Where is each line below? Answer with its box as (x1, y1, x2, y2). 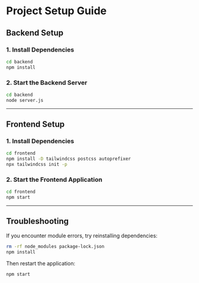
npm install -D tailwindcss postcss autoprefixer (6, 156, 131, 162)
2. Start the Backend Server (6, 78, 88, 86)
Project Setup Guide (6, 4, 107, 18)
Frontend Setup (6, 120, 65, 130)
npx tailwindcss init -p (6, 162, 68, 168)
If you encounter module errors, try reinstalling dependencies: (6, 232, 158, 239)
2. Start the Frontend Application (6, 175, 102, 184)
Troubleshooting (6, 216, 69, 226)
